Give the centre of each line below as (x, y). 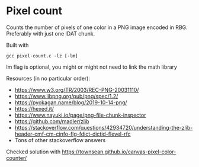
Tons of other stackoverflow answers (60, 140)
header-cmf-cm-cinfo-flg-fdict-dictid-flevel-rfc (73, 134)
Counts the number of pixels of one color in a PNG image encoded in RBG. (97, 27)
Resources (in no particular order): (48, 78)
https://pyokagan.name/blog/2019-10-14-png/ (71, 102)
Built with (17, 45)
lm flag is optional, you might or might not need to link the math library (92, 67)
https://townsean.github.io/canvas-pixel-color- (119, 152)
